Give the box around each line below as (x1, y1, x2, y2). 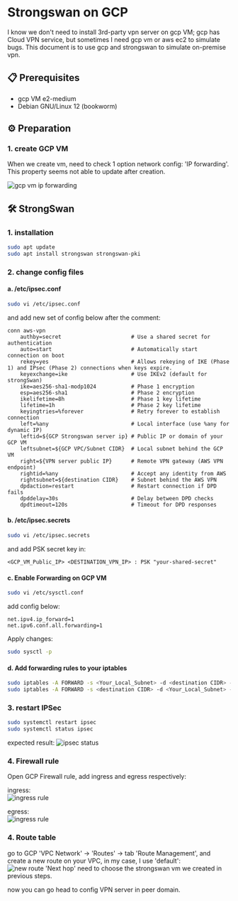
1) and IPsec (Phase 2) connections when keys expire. (7, 364, 173, 372)
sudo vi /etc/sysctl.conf (7, 589, 84, 597)
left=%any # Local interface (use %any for (20, 420, 230, 427)
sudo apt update (7, 244, 55, 251)
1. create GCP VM (7, 144, 69, 153)
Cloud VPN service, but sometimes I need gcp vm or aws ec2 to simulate (7, 35, 221, 43)
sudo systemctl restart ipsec (7, 719, 97, 726)
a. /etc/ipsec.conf (7, 285, 62, 293)
